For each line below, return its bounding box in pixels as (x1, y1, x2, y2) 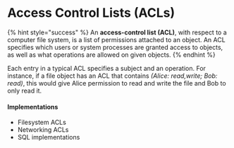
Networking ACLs (17, 126, 69, 134)
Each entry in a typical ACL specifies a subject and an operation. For (7, 64, 207, 72)
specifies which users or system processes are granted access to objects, (7, 43, 223, 51)
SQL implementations (17, 133, 80, 142)
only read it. (7, 86, 42, 95)
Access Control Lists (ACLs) (7, 5, 175, 21)
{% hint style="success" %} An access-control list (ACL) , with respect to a (7, 28, 227, 36)
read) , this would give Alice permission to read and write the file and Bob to (7, 79, 227, 87)
